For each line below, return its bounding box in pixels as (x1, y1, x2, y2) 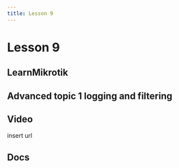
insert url (7, 132, 33, 140)
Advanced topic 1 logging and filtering (7, 90, 173, 101)
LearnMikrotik (7, 67, 68, 79)
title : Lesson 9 (7, 10, 53, 17)
